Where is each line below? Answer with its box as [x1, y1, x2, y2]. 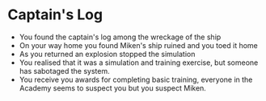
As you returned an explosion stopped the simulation [19, 49, 196, 59]
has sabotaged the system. [19, 66, 110, 75]
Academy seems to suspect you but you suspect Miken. [19, 83, 207, 93]
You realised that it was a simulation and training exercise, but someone [19, 58, 259, 67]
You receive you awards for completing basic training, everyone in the [19, 75, 253, 84]
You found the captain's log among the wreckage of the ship [19, 32, 222, 42]
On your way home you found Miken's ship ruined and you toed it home [19, 40, 258, 50]
